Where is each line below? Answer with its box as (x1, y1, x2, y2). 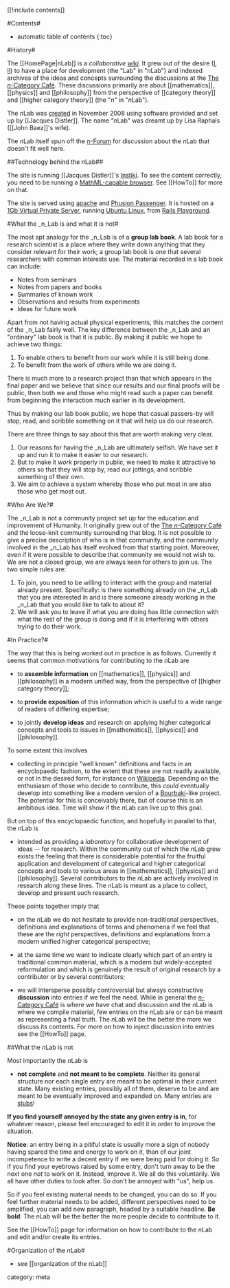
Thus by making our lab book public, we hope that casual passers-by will (7, 410, 214, 417)
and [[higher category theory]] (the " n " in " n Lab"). (7, 96, 150, 104)
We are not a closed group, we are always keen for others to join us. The (7, 558, 213, 566)
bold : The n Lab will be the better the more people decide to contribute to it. (7, 1212, 221, 1221)
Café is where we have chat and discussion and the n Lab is (45, 1001, 214, 1009)
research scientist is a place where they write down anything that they (7, 240, 206, 249)
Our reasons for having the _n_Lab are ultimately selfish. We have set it (16, 443, 218, 452)
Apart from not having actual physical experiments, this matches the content (7, 318, 224, 326)
